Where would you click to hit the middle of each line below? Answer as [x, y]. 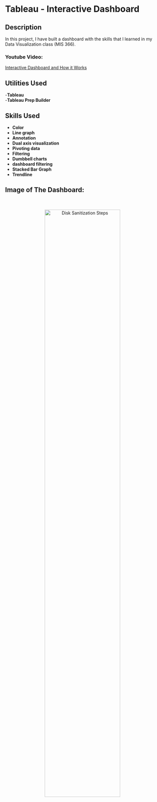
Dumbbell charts [30, 159]
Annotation [24, 138]
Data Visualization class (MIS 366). [40, 44]
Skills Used [23, 116]
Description [23, 27]
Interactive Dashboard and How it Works [46, 68]
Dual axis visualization [36, 143]
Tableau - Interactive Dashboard [72, 9]
